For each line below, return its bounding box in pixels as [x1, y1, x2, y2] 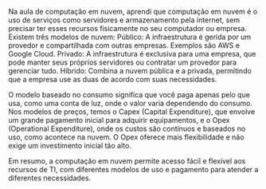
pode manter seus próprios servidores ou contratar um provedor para [8, 57, 237, 67]
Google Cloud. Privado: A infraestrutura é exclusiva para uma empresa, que [8, 49, 256, 58]
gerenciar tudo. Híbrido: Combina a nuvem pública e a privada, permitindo [8, 66, 252, 75]
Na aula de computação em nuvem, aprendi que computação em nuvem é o [8, 7, 258, 16]
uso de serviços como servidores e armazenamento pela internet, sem [8, 15, 241, 25]
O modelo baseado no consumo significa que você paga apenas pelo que [8, 90, 251, 99]
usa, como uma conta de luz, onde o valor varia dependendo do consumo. [8, 99, 253, 108]
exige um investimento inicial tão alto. [8, 141, 131, 150]
